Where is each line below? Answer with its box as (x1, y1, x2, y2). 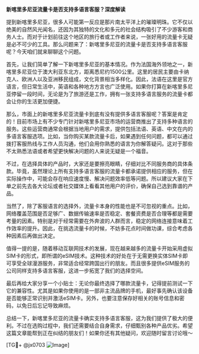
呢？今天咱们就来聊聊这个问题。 (6, 48, 84, 55)
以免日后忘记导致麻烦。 (16, 302, 74, 309)
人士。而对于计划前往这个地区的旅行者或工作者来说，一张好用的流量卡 (11, 33, 182, 40)
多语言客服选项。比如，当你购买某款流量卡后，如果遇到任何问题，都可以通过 (6, 133, 193, 140)
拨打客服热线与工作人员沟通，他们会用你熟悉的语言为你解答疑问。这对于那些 (6, 140, 193, 147)
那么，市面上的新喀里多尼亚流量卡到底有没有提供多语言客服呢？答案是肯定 (6, 110, 188, 118)
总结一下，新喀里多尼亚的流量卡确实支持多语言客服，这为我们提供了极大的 (6, 315, 188, 321)
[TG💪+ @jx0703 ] (6, 342, 70, 348)
